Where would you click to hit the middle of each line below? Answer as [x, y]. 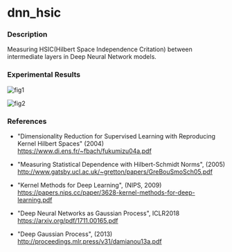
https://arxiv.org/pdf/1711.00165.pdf [68, 221]
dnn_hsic [34, 13]
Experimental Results [44, 75]
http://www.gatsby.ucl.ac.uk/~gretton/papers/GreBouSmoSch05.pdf [115, 172]
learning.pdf [35, 200]
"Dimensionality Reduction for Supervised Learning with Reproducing [116, 136]
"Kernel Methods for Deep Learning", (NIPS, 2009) [89, 186]
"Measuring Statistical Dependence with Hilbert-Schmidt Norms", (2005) [121, 165]
